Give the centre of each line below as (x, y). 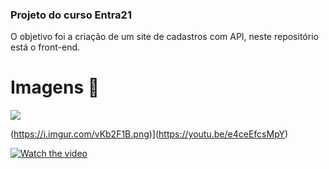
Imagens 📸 (55, 87)
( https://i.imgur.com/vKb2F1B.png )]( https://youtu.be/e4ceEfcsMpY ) (149, 134)
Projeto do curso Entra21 (71, 15)
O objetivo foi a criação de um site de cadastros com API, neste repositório (164, 37)
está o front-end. (45, 47)
